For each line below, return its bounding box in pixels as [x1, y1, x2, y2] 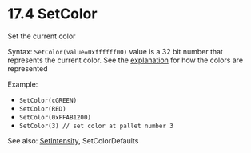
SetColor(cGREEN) [18, 96, 78, 104]
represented [7, 63, 48, 73]
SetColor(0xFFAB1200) [18, 113, 91, 121]
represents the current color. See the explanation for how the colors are [7, 55, 244, 65]
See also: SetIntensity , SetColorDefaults [7, 135, 139, 145]
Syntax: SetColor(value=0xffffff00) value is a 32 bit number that [7, 46, 223, 56]
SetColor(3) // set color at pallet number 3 [18, 122, 173, 130]
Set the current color [7, 31, 76, 41]
